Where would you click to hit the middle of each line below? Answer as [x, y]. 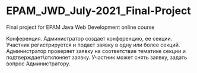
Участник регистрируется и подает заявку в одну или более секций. [93, 45]
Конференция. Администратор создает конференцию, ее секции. [89, 38]
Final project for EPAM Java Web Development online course [80, 27]
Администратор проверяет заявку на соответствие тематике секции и [96, 51]
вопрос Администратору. [38, 64]
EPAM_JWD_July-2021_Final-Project [99, 11]
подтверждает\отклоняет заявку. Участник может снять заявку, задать [97, 57]
